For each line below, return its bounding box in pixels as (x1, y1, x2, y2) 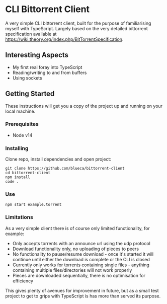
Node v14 (12, 132, 33, 138)
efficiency (12, 278, 34, 284)
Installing (5, 144, 29, 151)
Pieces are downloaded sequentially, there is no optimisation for (12, 272, 146, 278)
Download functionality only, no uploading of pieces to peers (12, 246, 139, 252)
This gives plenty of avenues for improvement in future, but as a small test (5, 287, 159, 293)
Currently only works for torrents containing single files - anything (12, 262, 150, 268)
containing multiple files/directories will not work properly (12, 267, 132, 273)
